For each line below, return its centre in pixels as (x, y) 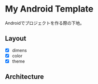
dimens (19, 50)
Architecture (25, 77)
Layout (16, 39)
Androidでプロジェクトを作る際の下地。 (45, 23)
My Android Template (49, 9)
